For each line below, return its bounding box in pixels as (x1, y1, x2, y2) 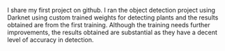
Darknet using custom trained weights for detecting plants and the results (7, 13, 219, 22)
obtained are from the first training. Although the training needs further (7, 21, 210, 29)
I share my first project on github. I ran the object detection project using (7, 6, 216, 14)
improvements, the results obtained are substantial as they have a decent (7, 28, 218, 36)
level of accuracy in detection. (7, 36, 94, 44)
